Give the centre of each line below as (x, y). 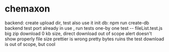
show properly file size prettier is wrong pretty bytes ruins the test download (85, 39)
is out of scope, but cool (30, 44)
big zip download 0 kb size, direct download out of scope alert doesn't (78, 33)
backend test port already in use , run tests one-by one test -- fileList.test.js (84, 28)
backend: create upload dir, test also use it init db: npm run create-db (77, 23)
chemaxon (27, 9)
